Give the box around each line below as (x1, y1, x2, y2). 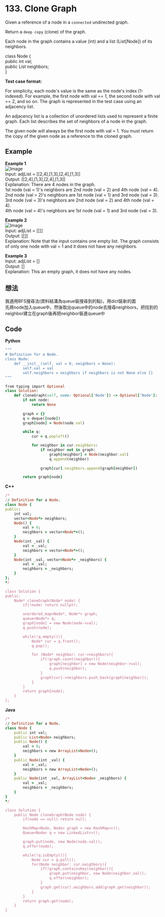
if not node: (23, 397, 50, 403)
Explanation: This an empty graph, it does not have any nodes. (5, 268, 132, 274)
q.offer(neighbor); (49, 876, 90, 881)
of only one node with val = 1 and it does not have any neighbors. (5, 243, 137, 249)
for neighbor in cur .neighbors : (31, 443, 98, 448)
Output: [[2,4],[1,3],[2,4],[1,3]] (5, 176, 66, 182)
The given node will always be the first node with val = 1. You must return (5, 128, 154, 133)
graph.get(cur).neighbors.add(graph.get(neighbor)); (40, 884, 151, 889)
